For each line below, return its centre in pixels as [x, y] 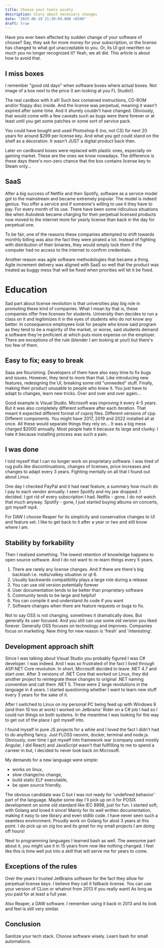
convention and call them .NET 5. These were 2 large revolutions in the [76, 684]
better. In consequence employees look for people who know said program [81, 324]
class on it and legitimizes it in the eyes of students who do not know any [79, 319]
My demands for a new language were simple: [52, 760]
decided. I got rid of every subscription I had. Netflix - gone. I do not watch [81, 497]
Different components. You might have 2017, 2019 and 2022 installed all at [80, 418]
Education [26, 290]
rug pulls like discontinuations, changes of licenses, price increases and [78, 467]
